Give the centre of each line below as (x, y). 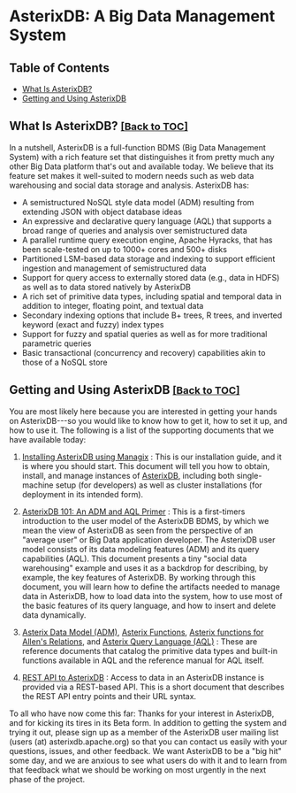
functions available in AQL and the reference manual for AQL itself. (143, 660)
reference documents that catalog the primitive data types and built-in (150, 651)
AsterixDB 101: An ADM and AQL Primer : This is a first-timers (133, 512)
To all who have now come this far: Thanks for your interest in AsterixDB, (142, 713)
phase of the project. (47, 779)
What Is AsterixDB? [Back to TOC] (99, 126)
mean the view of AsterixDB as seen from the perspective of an (137, 530)
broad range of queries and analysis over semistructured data (134, 230)
